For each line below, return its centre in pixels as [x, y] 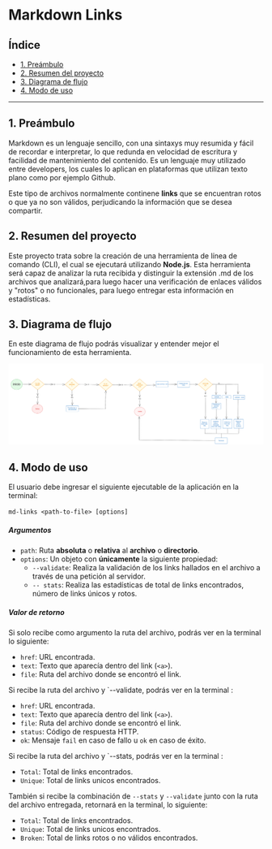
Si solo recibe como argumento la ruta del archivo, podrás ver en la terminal [135, 633]
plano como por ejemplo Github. [62, 177]
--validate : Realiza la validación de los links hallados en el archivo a [146, 568]
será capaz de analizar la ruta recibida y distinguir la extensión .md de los [131, 273]
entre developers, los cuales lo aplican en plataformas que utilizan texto [128, 169]
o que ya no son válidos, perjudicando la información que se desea [120, 201]
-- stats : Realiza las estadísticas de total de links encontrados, [138, 585]
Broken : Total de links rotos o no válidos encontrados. [109, 838]
